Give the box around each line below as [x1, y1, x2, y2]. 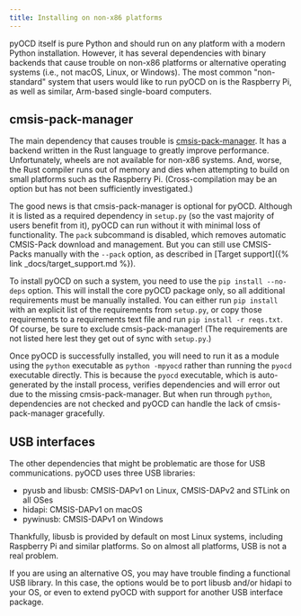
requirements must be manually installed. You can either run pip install [9, 294, 279, 306]
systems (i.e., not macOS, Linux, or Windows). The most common [9, 67, 252, 77]
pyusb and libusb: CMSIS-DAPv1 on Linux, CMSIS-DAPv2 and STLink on [22, 485, 290, 496]
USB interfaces [9, 434, 96, 449]
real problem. [9, 550, 58, 561]
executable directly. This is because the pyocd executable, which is [9, 370, 256, 381]
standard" [9, 76, 47, 86]
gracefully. [66, 408, 105, 419]
